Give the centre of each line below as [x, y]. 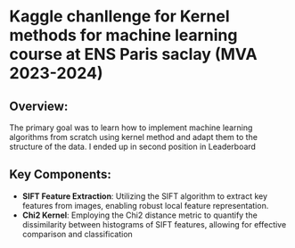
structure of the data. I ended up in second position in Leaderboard [133, 146]
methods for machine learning [123, 35]
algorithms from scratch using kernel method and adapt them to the [134, 137]
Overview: [39, 106]
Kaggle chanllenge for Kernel [119, 17]
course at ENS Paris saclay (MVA [133, 54]
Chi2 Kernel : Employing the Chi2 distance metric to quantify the [140, 215]
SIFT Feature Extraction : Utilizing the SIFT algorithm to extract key [145, 196]
